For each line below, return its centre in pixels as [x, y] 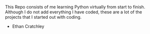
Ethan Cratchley [28, 26]
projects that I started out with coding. [43, 17]
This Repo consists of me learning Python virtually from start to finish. [75, 7]
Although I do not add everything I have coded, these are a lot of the [74, 12]
